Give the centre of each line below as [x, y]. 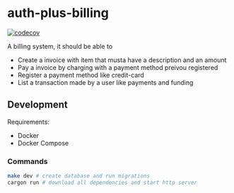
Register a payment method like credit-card [81, 75]
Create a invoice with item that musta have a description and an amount [122, 60]
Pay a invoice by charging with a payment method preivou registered [118, 67]
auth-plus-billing [58, 13]
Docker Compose [43, 143]
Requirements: [28, 122]
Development [38, 105]
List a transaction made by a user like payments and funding [105, 82]
